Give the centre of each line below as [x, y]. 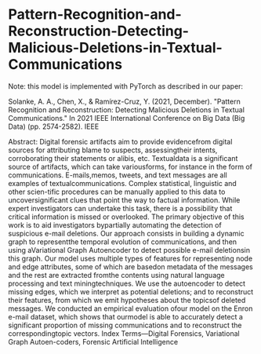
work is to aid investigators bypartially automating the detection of [115, 224]
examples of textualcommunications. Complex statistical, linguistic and [122, 183]
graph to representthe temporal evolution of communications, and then [123, 242]
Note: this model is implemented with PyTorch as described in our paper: [126, 86]
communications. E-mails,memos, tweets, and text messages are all [118, 175]
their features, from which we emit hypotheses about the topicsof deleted [127, 300]
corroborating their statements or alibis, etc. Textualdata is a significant [123, 158]
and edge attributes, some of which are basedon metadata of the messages [130, 266]
